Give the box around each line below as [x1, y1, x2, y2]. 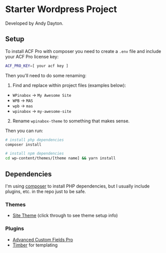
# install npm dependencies [5, 151, 64, 156]
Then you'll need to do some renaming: [5, 72, 87, 79]
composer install [5, 142, 42, 147]
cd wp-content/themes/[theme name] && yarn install [5, 156, 116, 161]
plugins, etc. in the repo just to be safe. [5, 188, 87, 195]
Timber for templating [12, 242, 58, 248]
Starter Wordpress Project [5, 4, 117, 15]
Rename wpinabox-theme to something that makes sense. [12, 117, 130, 124]
